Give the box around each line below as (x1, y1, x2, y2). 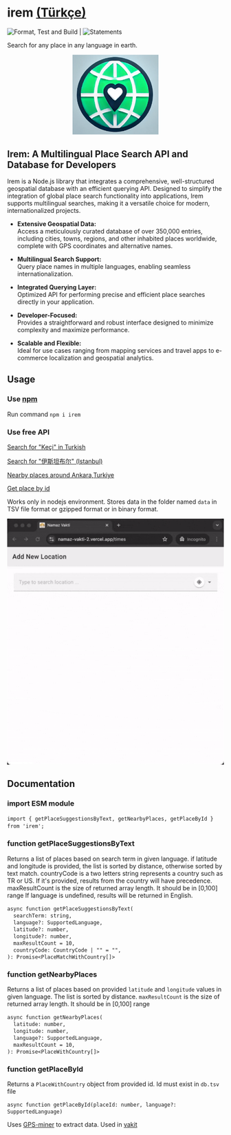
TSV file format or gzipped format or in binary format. (7, 505, 159, 513)
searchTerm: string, (13, 912, 72, 919)
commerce (16, 354, 48, 362)
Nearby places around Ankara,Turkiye (7, 471, 115, 480)
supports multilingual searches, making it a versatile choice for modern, (7, 199, 210, 207)
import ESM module (7, 799, 74, 808)
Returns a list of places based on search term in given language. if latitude (7, 855, 218, 863)
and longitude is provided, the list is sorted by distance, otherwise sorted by (7, 861, 223, 870)
